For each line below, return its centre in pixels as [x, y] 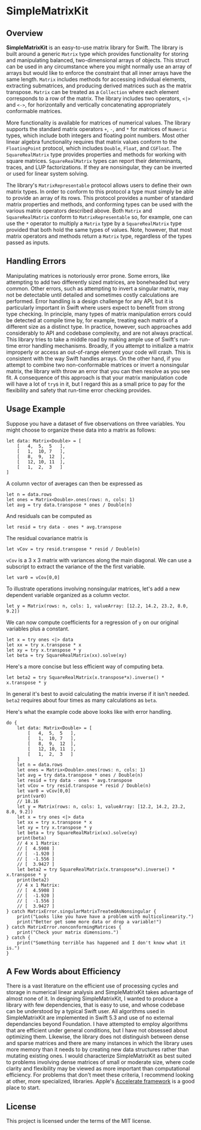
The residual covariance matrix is [47, 538]
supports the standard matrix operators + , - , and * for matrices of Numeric [97, 129]
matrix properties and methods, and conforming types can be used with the [100, 204]
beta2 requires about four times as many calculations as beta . [82, 700]
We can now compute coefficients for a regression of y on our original [92, 622]
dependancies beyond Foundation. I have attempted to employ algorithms [97, 1024]
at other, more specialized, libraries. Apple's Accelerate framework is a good [100, 1081]
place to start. [23, 1087]
